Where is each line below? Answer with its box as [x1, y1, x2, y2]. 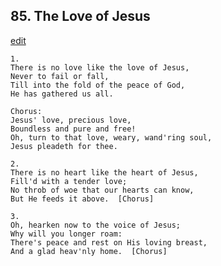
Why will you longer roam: [10, 229, 123, 239]
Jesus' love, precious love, [10, 115, 132, 125]
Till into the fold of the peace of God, [10, 80, 186, 90]
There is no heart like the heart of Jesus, [10, 167, 199, 178]
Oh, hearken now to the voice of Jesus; [10, 220, 182, 230]
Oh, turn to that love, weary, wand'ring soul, [10, 132, 213, 143]
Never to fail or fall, [10, 71, 110, 81]
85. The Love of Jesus [10, 8, 151, 25]
